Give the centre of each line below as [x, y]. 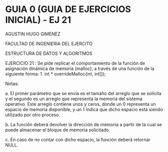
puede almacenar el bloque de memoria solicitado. [58, 130]
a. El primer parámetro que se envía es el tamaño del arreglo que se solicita [83, 93]
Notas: [12, 84]
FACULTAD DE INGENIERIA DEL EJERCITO [49, 43]
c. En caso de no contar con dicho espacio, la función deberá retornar [78, 139]
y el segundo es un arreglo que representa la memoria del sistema [74, 99]
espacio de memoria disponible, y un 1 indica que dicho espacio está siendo [84, 109]
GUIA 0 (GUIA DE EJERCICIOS [68, 9]
